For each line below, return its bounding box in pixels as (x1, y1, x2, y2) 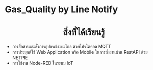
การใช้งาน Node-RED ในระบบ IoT (12, 60, 73, 66)
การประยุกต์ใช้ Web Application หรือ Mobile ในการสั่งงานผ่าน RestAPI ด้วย (12, 49, 148, 55)
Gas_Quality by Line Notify (5, 4, 118, 15)
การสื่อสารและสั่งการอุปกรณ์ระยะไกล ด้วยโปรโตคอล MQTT (12, 44, 111, 50)
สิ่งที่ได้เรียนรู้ (63, 27, 105, 38)
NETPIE (12, 55, 28, 61)
